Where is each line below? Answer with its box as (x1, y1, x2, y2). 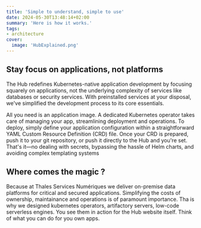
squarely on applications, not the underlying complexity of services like (6, 86, 182, 94)
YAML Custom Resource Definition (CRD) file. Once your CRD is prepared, (6, 130, 189, 137)
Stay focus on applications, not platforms (6, 64, 163, 75)
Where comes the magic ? (6, 167, 106, 177)
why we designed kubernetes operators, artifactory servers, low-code (6, 202, 179, 209)
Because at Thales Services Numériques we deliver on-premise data (6, 182, 176, 190)
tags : (6, 25, 20, 32)
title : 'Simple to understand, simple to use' (6, 8, 124, 15)
